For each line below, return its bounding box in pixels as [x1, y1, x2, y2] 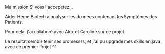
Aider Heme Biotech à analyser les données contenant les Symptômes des [5, 14, 157, 19]
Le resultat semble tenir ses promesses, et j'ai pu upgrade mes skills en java [5, 38, 161, 44]
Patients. [5, 19, 23, 25]
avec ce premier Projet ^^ [5, 44, 57, 49]
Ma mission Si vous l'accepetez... [5, 4, 73, 10]
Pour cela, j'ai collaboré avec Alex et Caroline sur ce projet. [5, 29, 125, 34]
